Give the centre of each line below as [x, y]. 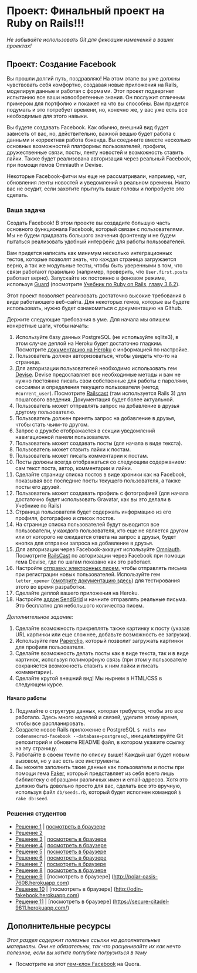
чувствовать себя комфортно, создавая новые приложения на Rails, [92, 85]
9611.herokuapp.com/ [41, 907]
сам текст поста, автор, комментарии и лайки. [74, 468]
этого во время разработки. [50, 587]
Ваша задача [26, 210]
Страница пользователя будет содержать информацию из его [93, 512]
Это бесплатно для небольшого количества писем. [79, 606]
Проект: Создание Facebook [62, 64]
